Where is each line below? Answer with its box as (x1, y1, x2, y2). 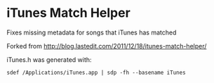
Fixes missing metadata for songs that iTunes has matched (6, 28, 177, 37)
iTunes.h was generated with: (6, 55, 92, 64)
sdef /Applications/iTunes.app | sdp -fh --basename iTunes (6, 69, 187, 76)
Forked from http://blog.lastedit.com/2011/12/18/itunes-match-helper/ (6, 41, 207, 50)
